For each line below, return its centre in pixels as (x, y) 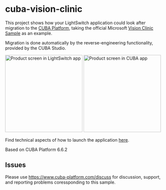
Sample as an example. (29, 33)
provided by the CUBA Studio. (36, 48)
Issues (16, 165)
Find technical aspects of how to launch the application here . (67, 140)
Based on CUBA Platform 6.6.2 (36, 150)
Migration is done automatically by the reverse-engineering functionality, (79, 42)
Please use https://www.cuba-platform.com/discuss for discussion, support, (83, 177)
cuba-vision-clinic (44, 9)
